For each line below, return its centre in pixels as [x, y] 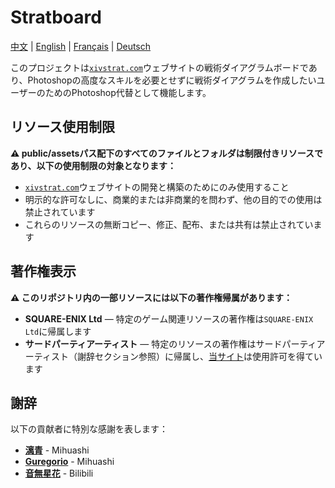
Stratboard [56, 17]
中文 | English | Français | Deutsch [81, 46]
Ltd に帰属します [58, 331]
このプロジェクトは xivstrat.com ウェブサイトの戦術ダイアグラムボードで [159, 67]
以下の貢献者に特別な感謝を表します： [89, 429]
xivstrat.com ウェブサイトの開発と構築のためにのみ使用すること [157, 187]
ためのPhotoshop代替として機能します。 [128, 92]
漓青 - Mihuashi [57, 450]
